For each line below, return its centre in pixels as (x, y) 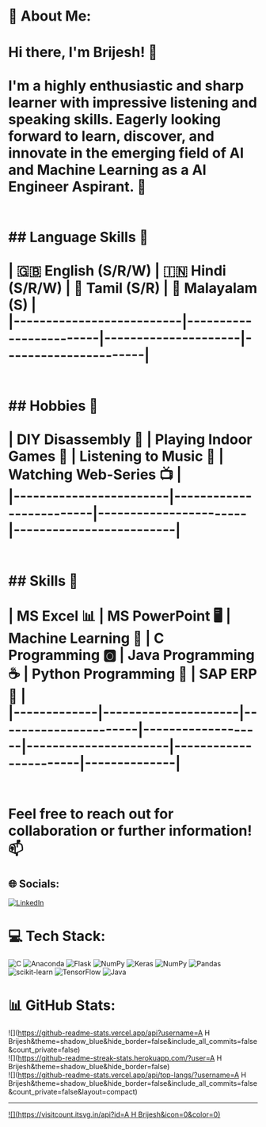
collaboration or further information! (130, 831)
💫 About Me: (50, 16)
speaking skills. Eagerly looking (115, 120)
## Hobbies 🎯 (53, 406)
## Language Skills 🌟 (78, 237)
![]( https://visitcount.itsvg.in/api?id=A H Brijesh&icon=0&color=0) (114, 1114)
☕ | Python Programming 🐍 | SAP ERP (133, 674)
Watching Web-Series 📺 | (95, 475)
